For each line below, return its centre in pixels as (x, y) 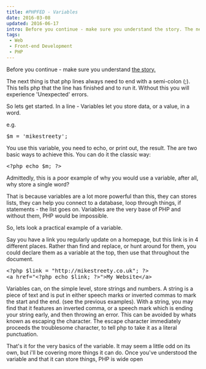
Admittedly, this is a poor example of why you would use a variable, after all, (102, 178)
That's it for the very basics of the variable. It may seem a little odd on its (98, 346)
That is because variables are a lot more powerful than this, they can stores (102, 196)
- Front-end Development (40, 47)
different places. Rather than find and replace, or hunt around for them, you (101, 246)
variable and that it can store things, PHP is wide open (75, 359)
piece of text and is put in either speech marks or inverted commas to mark (101, 295)
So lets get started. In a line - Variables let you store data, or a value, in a (98, 106)
